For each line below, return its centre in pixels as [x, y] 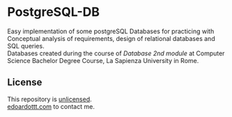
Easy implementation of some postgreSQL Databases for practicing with [111, 31]
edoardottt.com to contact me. [51, 106]
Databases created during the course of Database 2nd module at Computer [116, 53]
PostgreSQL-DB [53, 12]
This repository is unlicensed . [49, 99]
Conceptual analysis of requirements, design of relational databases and [111, 38]
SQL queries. [26, 46]
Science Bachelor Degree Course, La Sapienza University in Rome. [103, 60]
